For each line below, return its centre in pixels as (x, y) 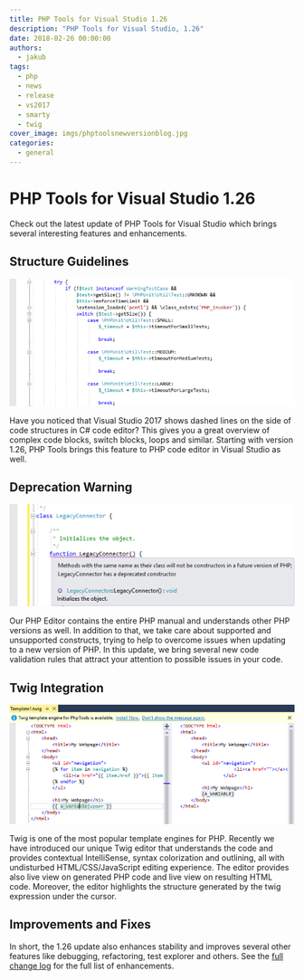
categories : (32, 143)
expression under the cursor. (63, 896)
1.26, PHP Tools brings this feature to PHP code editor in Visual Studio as (145, 449)
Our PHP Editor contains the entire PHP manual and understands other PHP (150, 621)
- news (30, 86)
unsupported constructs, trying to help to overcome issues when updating (148, 640)
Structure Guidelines (69, 262)
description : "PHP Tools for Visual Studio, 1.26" (107, 29)
